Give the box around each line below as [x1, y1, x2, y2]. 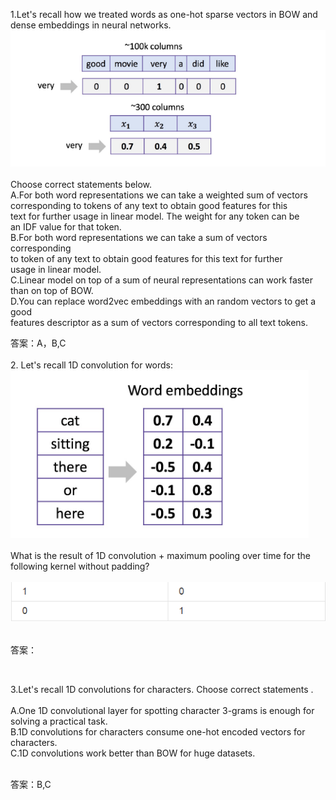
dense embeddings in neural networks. [10, 19, 172, 31]
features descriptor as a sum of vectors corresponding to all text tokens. [10, 316, 309, 328]
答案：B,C [10, 778, 52, 790]
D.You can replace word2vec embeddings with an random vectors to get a [10, 295, 317, 307]
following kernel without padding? [10, 560, 150, 572]
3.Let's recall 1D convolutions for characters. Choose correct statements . [10, 683, 314, 695]
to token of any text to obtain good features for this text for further [10, 252, 283, 264]
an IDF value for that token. [10, 220, 122, 233]
